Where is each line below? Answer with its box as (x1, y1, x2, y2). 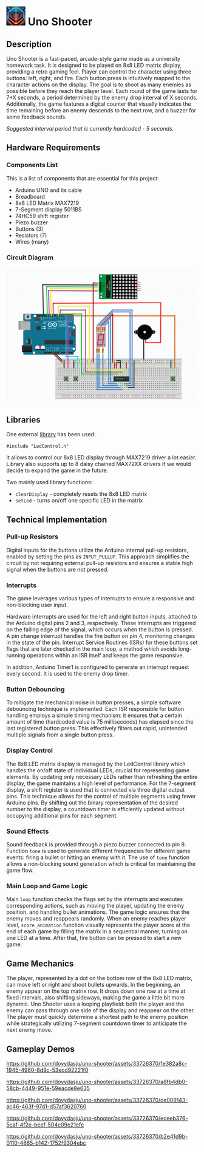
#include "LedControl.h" (6, 444, 69, 450)
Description (6, 39, 52, 49)
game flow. (6, 866, 34, 874)
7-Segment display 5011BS (15, 205, 82, 213)
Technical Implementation (6, 514, 107, 525)
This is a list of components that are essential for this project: (6, 174, 159, 182)
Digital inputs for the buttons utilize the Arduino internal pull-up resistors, (6, 546, 188, 554)
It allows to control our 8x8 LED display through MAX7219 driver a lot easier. (6, 454, 197, 461)
